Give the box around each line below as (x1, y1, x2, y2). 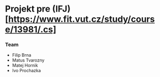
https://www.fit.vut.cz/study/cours (8, 14, 155, 25)
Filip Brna (12, 52, 32, 58)
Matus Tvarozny (12, 57, 45, 63)
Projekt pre (5, 3, 51, 15)
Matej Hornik (12, 62, 38, 68)
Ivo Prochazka (12, 68, 41, 74)
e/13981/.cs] (5, 24, 56, 35)
